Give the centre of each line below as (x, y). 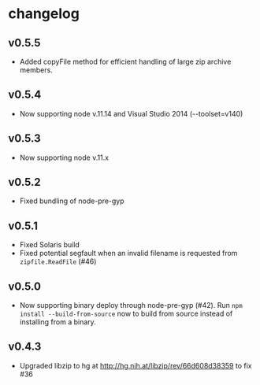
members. (36, 70)
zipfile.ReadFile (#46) (58, 261)
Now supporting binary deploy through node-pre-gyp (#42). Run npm (131, 305)
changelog (44, 14)
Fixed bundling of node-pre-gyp (72, 201)
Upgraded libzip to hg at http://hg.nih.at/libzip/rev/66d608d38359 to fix (136, 365)
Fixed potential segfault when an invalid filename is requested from (128, 254)
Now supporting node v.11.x (64, 157)
